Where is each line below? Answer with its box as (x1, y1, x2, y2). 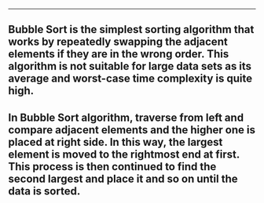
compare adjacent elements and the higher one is (8, 123, 256, 136)
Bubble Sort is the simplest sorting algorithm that (8, 23, 255, 36)
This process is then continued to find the (8, 160, 217, 173)
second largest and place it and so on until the (8, 172, 238, 185)
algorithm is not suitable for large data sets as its (8, 60, 252, 73)
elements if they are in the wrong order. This (8, 48, 229, 61)
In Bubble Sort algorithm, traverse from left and (8, 111, 244, 124)
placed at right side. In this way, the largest (8, 135, 223, 149)
